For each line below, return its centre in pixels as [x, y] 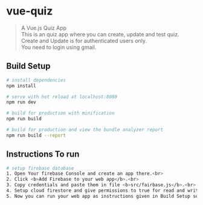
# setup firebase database [40, 168]
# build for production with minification [60, 113]
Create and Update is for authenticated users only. [84, 41]
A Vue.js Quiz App [44, 28]
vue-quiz [30, 11]
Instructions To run [43, 155]
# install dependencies [36, 80]
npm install [21, 86]
